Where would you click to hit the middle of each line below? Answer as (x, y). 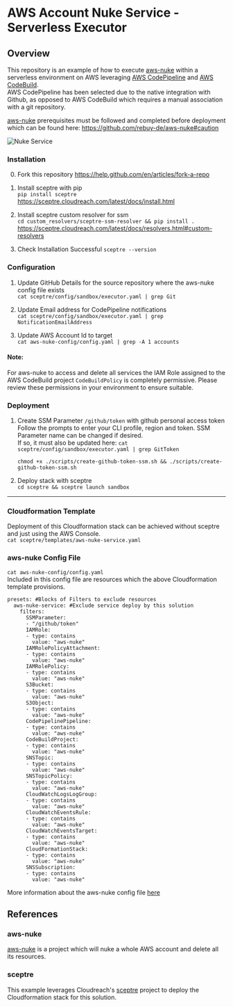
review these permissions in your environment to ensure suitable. (101, 387)
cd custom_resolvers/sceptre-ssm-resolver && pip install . (106, 222)
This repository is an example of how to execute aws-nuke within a (103, 70)
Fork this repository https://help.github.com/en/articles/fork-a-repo (113, 175)
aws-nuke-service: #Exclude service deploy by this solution (104, 605)
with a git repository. (36, 107)
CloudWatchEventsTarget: (61, 831)
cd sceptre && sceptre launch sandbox (73, 487)
